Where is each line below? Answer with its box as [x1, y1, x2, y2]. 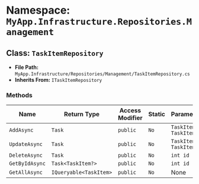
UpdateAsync [9, 141, 43, 148]
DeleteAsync [9, 152, 43, 159]
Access [119, 106, 141, 115]
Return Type [64, 110, 99, 119]
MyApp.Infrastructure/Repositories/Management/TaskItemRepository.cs [14, 71, 191, 77]
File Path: [14, 64, 38, 71]
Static [147, 110, 166, 119]
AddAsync [9, 127, 34, 134]
